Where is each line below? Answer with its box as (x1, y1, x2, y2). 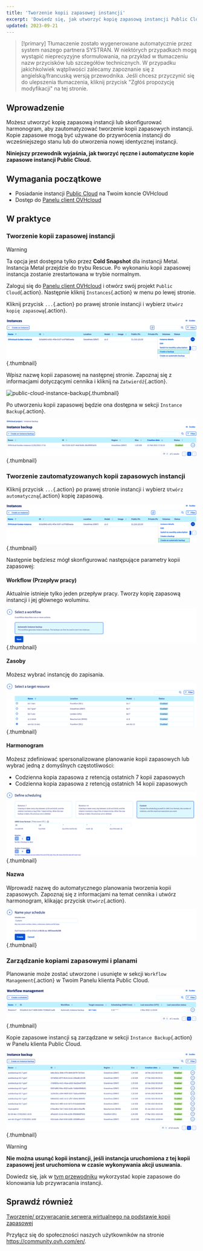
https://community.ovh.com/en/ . (6, 1237, 86, 1245)
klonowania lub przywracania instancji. (6, 1179, 103, 1186)
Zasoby (6, 658, 26, 665)
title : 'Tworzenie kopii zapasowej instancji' (6, 10, 126, 16)
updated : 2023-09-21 (6, 22, 59, 28)
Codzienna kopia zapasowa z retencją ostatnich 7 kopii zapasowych (14, 773, 185, 781)
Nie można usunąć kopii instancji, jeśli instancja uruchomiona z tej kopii (6, 1155, 190, 1162)
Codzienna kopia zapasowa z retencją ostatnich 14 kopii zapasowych (14, 779, 188, 787)
